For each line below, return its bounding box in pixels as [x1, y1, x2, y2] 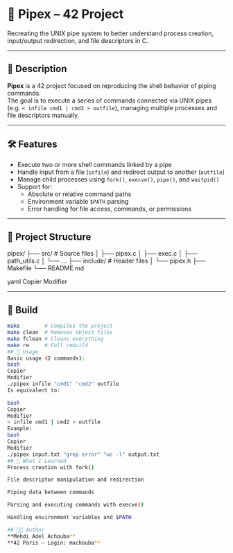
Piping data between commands [7, 489, 95, 496]
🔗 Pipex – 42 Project [7, 6, 124, 22]
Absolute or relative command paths [27, 190, 132, 198]
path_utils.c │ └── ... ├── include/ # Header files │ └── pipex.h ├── [7, 256, 206, 265]
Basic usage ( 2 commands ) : [7, 355, 85, 362]
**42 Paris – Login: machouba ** [7, 539, 101, 546]
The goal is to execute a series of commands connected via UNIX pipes [7, 96, 212, 105]
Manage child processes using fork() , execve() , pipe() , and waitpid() [17, 175, 220, 183]
